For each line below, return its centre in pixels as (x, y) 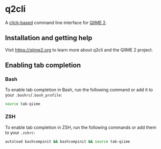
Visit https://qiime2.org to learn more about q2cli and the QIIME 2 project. (79, 50)
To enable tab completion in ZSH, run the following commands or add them (81, 127)
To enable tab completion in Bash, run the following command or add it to (79, 90)
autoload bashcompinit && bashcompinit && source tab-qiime (68, 141)
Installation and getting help (49, 38)
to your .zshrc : (20, 132)
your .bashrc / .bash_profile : (34, 95)
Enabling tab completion (43, 65)
